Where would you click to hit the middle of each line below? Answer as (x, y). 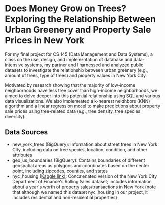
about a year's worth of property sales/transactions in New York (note (84, 187)
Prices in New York (45, 41)
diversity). (15, 116)
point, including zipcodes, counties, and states (60, 171)
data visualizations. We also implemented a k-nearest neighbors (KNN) (78, 101)
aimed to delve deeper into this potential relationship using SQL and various (82, 96)
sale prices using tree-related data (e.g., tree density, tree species (73, 111)
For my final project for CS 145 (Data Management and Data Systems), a (79, 54)
